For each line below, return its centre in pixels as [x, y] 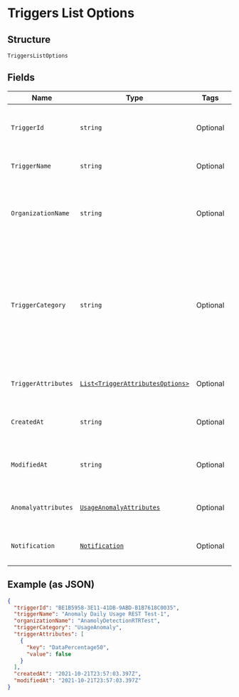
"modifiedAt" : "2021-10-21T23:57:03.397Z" [78, 681]
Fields [21, 77]
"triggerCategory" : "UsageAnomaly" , [68, 628]
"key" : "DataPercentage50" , [68, 647]
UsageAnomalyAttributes [120, 507]
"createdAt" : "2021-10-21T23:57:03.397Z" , [78, 674]
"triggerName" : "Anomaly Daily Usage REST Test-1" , [92, 614]
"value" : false [49, 654]
